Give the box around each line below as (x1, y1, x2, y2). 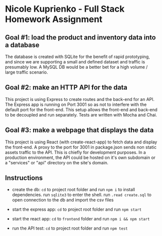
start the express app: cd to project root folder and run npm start (12, 206, 142, 213)
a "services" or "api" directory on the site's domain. (5, 159, 108, 165)
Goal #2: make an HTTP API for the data (5, 83, 127, 92)
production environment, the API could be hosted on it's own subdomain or (5, 155, 156, 160)
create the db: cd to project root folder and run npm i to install (12, 187, 135, 193)
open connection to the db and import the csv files (12, 197, 114, 203)
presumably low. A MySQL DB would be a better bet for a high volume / (5, 64, 148, 70)
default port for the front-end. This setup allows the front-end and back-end (5, 106, 158, 113)
